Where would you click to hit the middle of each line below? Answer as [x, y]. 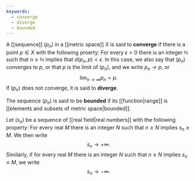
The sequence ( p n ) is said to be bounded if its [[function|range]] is [87, 102]
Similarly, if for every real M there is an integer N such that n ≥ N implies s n [97, 156]
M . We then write [27, 135]
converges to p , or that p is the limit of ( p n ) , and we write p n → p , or [88, 68]
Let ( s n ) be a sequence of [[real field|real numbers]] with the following [91, 121]
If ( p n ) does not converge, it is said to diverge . [62, 89]
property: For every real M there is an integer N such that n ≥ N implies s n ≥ [98, 128]
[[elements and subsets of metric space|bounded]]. [68, 108]
